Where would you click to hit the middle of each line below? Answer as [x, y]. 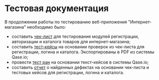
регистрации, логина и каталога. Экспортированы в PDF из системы [83, 52]
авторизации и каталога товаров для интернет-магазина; [71, 41]
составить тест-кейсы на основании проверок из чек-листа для [78, 47]
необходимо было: [47, 27]
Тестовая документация [57, 8]
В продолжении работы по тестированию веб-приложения [66, 22]
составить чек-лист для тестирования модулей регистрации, [75, 36]
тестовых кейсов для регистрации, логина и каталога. [68, 72]
